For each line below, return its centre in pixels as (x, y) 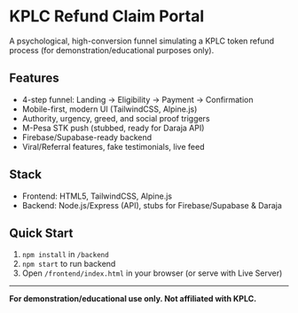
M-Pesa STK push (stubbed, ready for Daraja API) (113, 128)
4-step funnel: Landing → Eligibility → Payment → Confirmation (137, 99)
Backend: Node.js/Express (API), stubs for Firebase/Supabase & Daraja (152, 205)
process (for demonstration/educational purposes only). (112, 50)
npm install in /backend (65, 254)
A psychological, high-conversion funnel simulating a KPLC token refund (142, 41)
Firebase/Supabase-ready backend (87, 137)
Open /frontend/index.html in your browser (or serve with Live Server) (152, 273)
